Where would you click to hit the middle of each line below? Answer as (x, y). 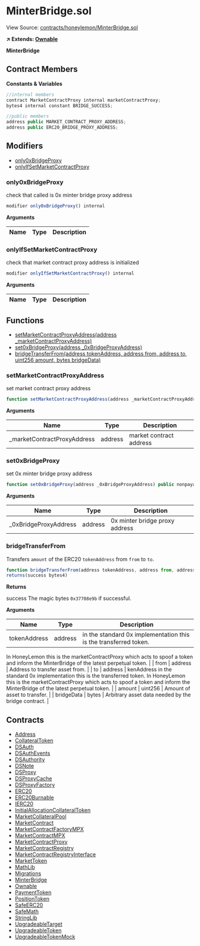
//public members (28, 116)
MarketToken (31, 861)
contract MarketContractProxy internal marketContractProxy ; (84, 100)
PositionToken (32, 899)
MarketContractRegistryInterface (55, 855)
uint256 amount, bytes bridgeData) (58, 360)
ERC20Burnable (35, 798)
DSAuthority (30, 760)
